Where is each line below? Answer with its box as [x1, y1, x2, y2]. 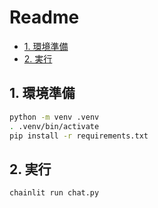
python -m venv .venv [9, 112, 100, 122]
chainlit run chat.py [9, 188, 100, 198]
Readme [9, 6, 80, 29]
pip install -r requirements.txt [9, 131, 149, 141]
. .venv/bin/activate [9, 121, 100, 131]
